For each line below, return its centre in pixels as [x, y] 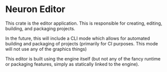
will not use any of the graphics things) [46, 49]
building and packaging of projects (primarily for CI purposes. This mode [82, 43]
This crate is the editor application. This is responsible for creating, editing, [84, 23]
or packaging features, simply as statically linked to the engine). [72, 64]
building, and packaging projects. [40, 28]
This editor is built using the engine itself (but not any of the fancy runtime [83, 58]
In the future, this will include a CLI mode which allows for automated [78, 38]
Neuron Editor [35, 9]
